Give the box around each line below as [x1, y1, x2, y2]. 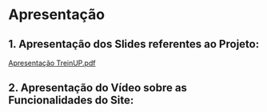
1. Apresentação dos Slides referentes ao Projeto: [8, 37, 260, 51]
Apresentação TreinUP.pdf [8, 58, 96, 68]
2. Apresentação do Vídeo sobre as [8, 81, 188, 95]
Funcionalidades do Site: [8, 94, 134, 107]
